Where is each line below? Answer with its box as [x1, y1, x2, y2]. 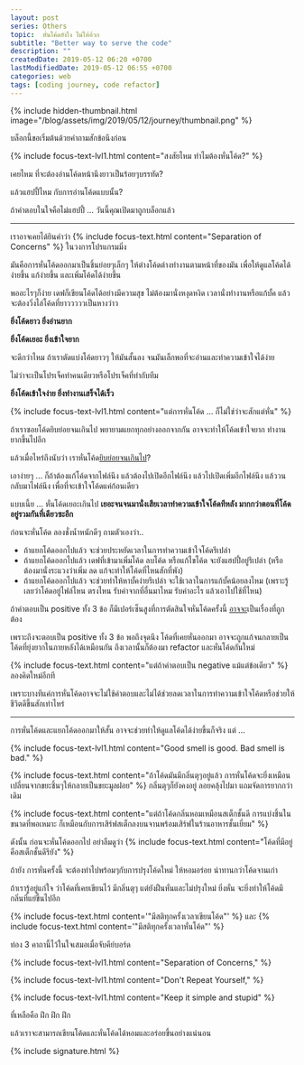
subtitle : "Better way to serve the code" [10, 38, 172, 48]
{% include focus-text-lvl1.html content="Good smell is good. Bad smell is [10, 742, 285, 754]
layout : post [10, 13, 60, 23]
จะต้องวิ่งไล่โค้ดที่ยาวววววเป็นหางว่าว [10, 297, 119, 308]
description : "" [10, 47, 71, 56]
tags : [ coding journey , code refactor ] [10, 80, 161, 89]
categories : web [10, 72, 71, 81]
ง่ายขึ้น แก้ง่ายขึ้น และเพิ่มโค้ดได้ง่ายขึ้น [10, 269, 121, 280]
